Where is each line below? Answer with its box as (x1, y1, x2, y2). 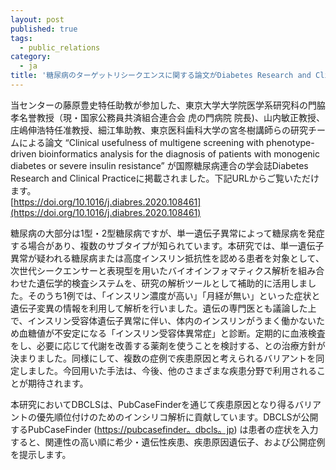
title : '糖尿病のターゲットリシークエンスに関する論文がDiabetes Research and (10, 71, 312, 81)
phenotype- (266, 136, 315, 148)
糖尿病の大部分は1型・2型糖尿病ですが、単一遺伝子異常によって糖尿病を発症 (10, 227, 325, 239)
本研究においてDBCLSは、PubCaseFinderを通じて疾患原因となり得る (10, 398, 295, 410)
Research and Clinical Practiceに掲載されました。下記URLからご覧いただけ (10, 172, 320, 184)
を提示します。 (10, 448, 72, 460)
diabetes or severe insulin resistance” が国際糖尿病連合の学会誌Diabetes (10, 159, 309, 171)
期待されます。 (27, 377, 89, 389)
